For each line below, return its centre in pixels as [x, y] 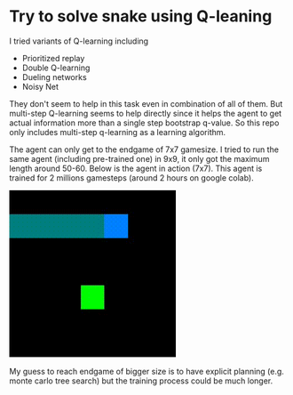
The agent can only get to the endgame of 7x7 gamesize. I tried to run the [144, 149]
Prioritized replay [53, 58]
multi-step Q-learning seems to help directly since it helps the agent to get [146, 113]
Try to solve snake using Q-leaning [141, 16]
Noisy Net [40, 86]
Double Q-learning [56, 68]
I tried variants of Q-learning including [79, 41]
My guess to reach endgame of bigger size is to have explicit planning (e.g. [146, 371]
